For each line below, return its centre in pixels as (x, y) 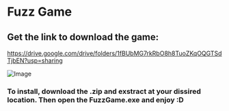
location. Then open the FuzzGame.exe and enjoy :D (96, 99)
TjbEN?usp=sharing (35, 61)
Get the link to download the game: (83, 37)
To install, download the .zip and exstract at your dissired (104, 91)
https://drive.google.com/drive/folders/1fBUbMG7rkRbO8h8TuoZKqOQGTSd (114, 53)
